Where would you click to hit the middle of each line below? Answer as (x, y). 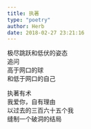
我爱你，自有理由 (31, 102)
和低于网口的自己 (31, 79)
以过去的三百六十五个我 (40, 110)
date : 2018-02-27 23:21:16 (46, 33)
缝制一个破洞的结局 (34, 119)
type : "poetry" (29, 20)
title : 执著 (23, 13)
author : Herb (26, 26)
